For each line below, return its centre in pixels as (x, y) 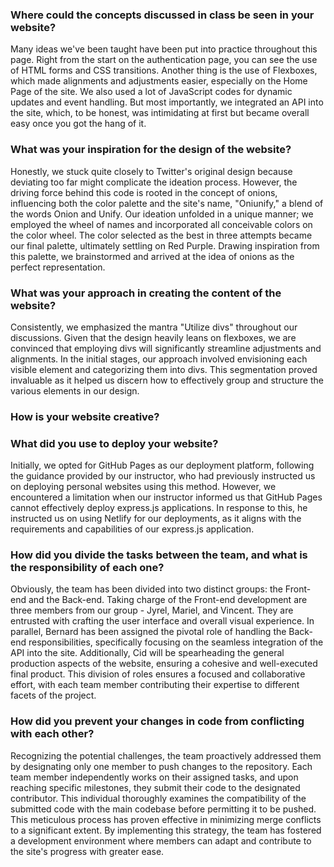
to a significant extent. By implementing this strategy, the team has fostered (166, 830)
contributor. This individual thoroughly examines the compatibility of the (158, 798)
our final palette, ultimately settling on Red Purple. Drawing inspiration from (165, 245)
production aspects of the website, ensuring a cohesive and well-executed (164, 664)
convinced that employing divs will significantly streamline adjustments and (166, 348)
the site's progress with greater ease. (87, 851)
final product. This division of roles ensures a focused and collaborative (158, 674)
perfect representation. (58, 267)
